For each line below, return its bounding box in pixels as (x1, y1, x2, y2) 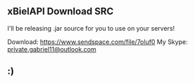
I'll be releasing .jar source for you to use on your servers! (7, 24, 175, 32)
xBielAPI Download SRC (7, 6, 114, 17)
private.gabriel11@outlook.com (7, 45, 96, 53)
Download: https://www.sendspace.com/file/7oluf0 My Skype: (7, 38, 188, 46)
